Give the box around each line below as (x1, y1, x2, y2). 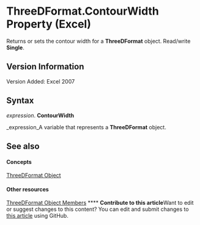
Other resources (6, 185, 49, 193)
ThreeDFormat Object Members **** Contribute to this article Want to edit (6, 199, 194, 207)
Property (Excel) (6, 17, 92, 31)
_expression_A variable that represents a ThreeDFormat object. (6, 123, 166, 130)
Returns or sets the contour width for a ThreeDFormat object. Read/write (6, 37, 191, 45)
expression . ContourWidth (6, 112, 75, 119)
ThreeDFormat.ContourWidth (6, 4, 159, 18)
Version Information (6, 62, 84, 72)
